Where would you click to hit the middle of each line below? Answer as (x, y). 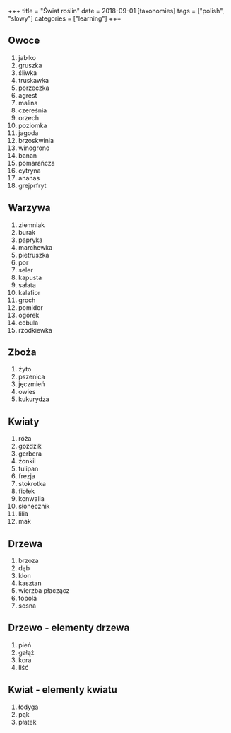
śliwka (28, 73)
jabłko (27, 57)
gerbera (30, 454)
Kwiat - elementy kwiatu (63, 690)
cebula (28, 323)
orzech (29, 117)
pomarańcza (36, 163)
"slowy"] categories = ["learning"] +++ (65, 18)
